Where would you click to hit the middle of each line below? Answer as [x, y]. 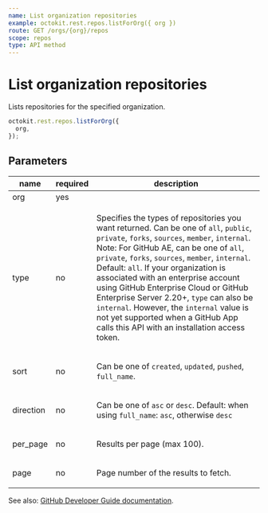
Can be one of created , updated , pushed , [170, 366]
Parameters [38, 161]
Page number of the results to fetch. [164, 472]
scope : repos [30, 38]
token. [108, 337]
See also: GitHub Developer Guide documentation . [91, 500]
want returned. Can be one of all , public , [174, 228]
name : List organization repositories [73, 16]
